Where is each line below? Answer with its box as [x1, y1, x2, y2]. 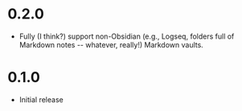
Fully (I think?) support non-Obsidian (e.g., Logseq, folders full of [18, 31, 235, 41]
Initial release [18, 94, 64, 105]
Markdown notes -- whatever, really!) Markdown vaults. [18, 39, 204, 49]
